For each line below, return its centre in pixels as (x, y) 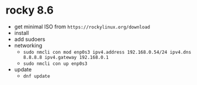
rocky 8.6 (30, 10)
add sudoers (30, 39)
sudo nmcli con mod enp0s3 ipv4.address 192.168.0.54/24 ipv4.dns (107, 52)
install (21, 32)
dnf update (37, 76)
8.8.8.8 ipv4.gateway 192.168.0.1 (66, 57)
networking (28, 45)
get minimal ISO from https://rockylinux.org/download (82, 27)
